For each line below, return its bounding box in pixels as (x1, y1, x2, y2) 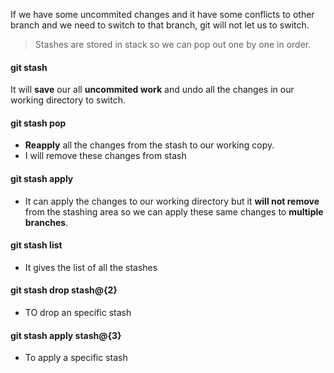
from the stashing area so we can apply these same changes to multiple (24, 205, 324, 218)
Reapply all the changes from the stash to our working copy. (24, 139, 275, 151)
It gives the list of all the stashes (24, 261, 158, 273)
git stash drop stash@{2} (10, 284, 118, 296)
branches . (24, 216, 69, 228)
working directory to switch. (10, 94, 127, 106)
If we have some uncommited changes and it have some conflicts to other (10, 9, 315, 20)
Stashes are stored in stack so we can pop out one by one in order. (34, 39, 312, 50)
